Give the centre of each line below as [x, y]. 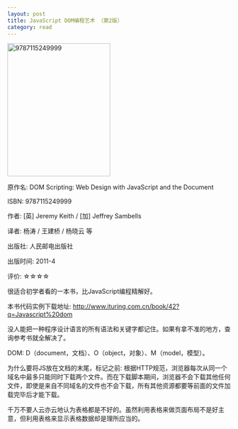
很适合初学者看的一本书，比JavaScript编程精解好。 [82, 291]
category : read [30, 27]
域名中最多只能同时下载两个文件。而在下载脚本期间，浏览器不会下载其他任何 [119, 377]
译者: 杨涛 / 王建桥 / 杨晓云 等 [50, 231]
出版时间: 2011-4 [32, 261]
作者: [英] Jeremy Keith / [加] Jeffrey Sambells [74, 216]
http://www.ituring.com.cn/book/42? [126, 306]
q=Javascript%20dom [40, 314]
